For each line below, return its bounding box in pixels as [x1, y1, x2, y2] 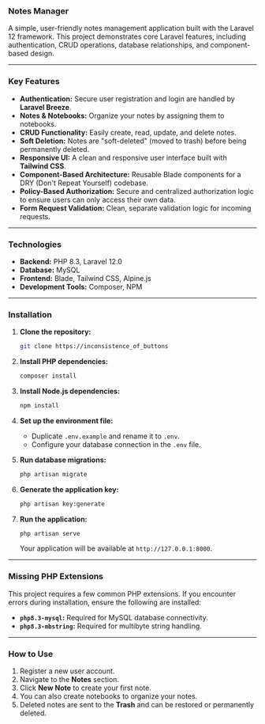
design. [30, 49, 55, 59]
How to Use [8, 648, 54, 659]
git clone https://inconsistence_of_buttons [19, 343, 169, 351]
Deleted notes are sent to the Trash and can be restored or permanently [19, 700, 255, 710]
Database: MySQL [19, 265, 80, 275]
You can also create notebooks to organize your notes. [19, 692, 198, 701]
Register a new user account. [19, 666, 115, 676]
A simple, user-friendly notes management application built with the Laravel [8, 24, 254, 33]
